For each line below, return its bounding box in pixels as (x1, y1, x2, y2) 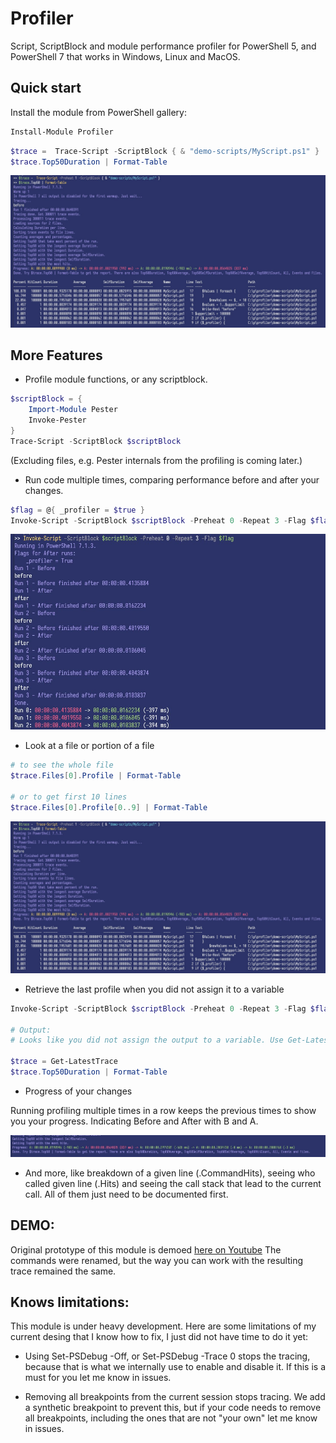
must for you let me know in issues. (24, 1372, 172, 1384)
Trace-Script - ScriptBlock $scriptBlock (10, 436, 182, 446)
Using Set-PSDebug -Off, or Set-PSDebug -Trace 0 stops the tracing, (24, 1350, 311, 1362)
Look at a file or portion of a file (24, 740, 155, 752)
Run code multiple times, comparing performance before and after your (24, 473, 320, 486)
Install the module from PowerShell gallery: (10, 106, 187, 118)
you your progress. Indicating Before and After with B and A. (10, 1115, 259, 1127)
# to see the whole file (10, 760, 114, 771)
